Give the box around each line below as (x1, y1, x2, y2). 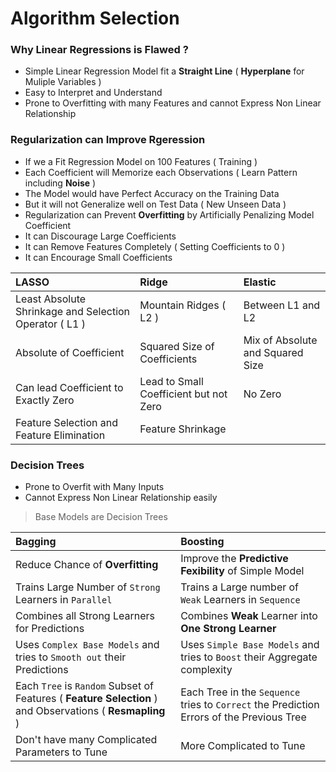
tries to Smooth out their (15, 650, 127, 664)
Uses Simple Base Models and (180, 638, 320, 652)
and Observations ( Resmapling (15, 704, 166, 718)
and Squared (243, 345, 304, 359)
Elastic (243, 275, 277, 289)
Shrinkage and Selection (15, 304, 131, 318)
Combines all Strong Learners (15, 609, 155, 623)
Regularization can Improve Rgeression (10, 133, 206, 147)
